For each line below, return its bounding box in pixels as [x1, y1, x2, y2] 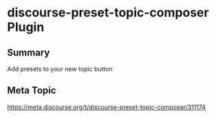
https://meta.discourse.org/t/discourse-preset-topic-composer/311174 [7, 103, 206, 111]
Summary [7, 47, 50, 58]
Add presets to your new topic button [7, 65, 113, 73]
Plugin [7, 19, 45, 35]
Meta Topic [7, 84, 56, 97]
